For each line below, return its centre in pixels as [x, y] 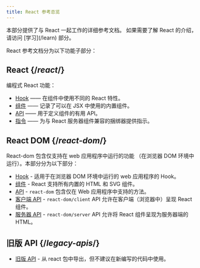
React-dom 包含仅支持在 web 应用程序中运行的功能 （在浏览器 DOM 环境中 [100, 156]
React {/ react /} [36, 70]
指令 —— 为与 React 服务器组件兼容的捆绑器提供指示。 [84, 121]
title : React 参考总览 [33, 12]
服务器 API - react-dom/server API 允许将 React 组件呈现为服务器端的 [102, 215]
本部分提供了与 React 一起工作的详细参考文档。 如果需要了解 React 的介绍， [102, 30]
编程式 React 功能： [31, 85]
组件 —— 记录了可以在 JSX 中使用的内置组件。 [74, 106]
